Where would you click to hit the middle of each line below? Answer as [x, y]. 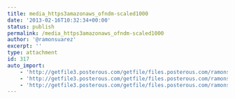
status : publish [31, 26]
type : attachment [33, 53]
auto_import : [26, 66]
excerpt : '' [24, 46]
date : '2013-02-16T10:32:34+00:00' [59, 20]
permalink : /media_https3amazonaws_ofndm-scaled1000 [86, 33]
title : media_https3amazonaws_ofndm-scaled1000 [78, 14]
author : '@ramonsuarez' [42, 40]
